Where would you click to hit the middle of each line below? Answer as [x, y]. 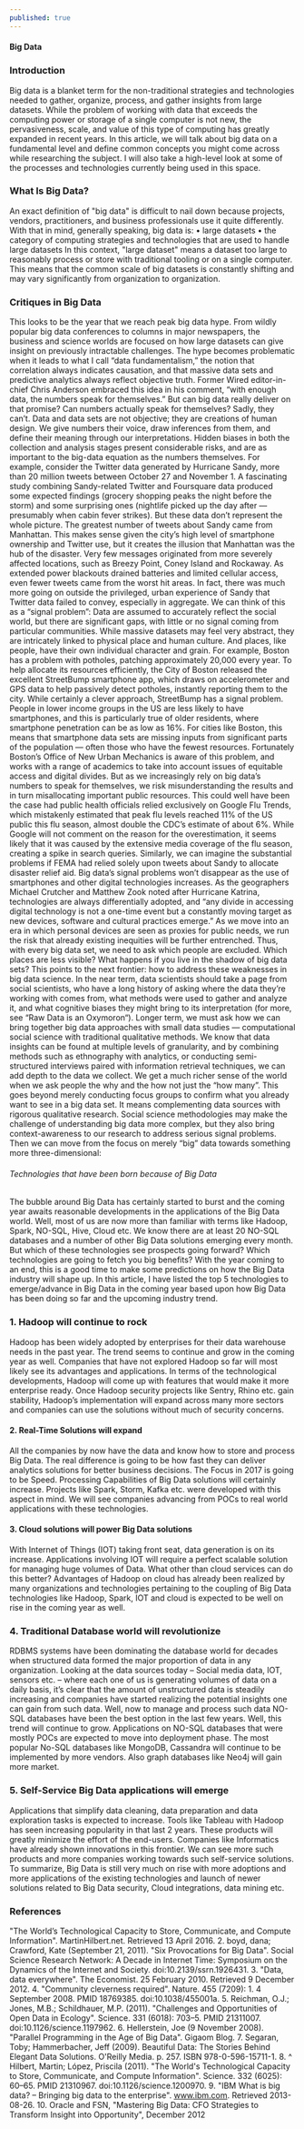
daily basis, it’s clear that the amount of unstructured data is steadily [137, 1690]
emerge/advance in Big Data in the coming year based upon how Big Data [147, 1289]
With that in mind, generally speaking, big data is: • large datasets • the [143, 230]
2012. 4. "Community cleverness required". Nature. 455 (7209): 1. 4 [135, 1989]
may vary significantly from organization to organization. [115, 278]
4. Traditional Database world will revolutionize [115, 1631]
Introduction [37, 71]
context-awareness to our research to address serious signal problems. [143, 1134]
